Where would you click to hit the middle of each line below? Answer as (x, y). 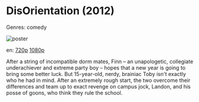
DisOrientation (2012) (60, 11)
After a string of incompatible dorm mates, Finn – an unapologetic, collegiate (100, 61)
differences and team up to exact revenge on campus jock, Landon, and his (99, 86)
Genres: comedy (26, 27)
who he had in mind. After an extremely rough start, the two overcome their (98, 80)
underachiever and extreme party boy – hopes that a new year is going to (96, 68)
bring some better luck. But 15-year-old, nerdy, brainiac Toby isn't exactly (96, 74)
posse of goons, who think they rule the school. (64, 93)
